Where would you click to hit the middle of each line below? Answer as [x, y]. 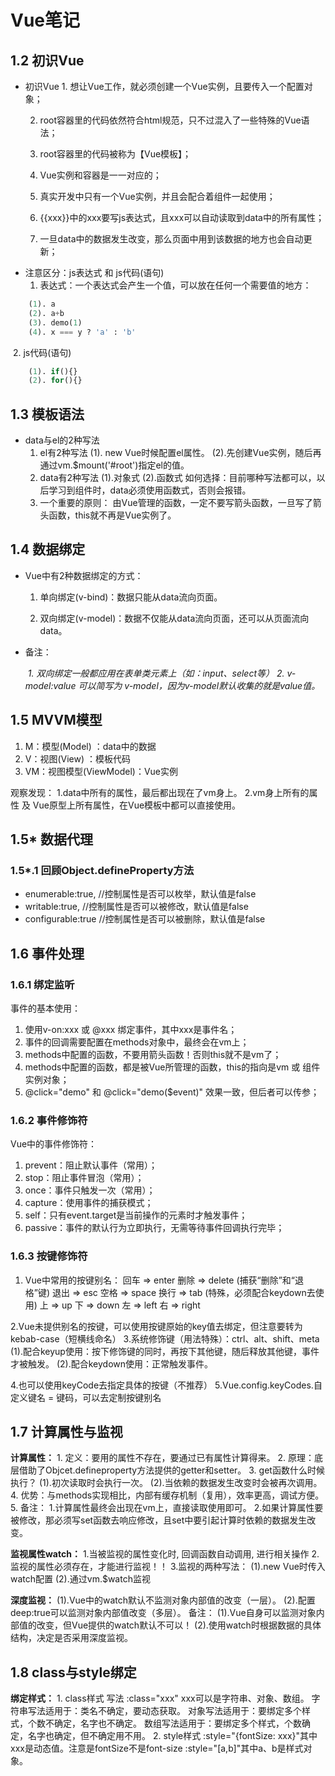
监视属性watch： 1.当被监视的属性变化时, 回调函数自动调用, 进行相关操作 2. [165, 1554]
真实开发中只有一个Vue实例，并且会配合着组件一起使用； [157, 196]
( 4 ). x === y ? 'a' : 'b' [82, 332]
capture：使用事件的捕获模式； [89, 1203]
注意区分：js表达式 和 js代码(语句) [94, 272]
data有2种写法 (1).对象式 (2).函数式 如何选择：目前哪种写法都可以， [178, 478]
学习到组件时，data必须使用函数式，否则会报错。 [150, 490]
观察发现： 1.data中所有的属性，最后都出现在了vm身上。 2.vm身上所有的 [160, 792]
